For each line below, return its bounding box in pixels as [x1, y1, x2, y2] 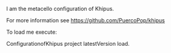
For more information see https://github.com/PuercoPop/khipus [6, 17, 166, 23]
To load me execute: [6, 28, 58, 36]
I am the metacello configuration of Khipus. [6, 5, 114, 12]
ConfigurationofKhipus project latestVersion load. [6, 40, 130, 47]
